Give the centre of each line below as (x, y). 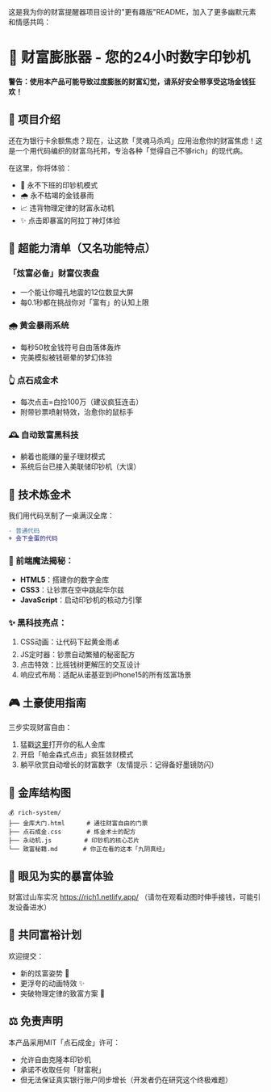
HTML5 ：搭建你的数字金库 (65, 580)
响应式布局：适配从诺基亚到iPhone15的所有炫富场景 (106, 675)
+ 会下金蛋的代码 (33, 539)
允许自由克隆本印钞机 (55, 1059)
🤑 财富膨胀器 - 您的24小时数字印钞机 (129, 58)
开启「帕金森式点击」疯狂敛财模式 (77, 755)
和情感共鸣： (29, 22)
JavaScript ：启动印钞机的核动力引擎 (81, 600)
